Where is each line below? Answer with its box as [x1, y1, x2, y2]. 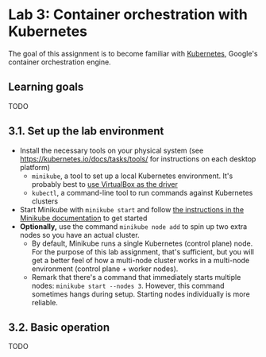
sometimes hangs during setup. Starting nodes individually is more [31, 289, 250, 299]
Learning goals [8, 80, 84, 94]
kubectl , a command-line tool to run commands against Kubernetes [31, 188, 253, 197]
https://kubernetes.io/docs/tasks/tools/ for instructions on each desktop [19, 153, 256, 164]
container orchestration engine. [8, 57, 111, 67]
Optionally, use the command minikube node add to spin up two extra [19, 221, 248, 231]
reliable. [31, 297, 58, 307]
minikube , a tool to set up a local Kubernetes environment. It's [31, 171, 233, 180]
